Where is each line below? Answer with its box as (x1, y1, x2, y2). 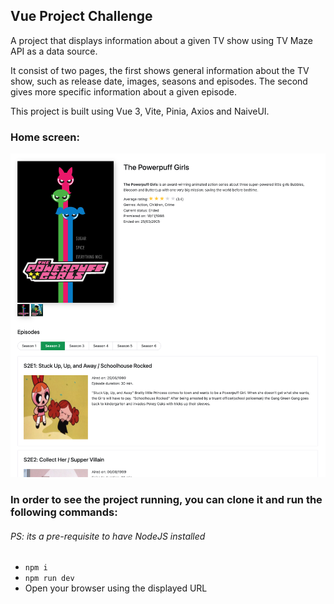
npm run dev (24, 574, 75, 584)
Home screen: (10, 130, 80, 144)
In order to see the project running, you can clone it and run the (10, 493, 323, 507)
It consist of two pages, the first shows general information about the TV (10, 64, 310, 76)
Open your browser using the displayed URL (24, 582, 208, 594)
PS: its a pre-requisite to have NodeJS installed (10, 530, 206, 542)
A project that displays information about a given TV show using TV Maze (10, 34, 313, 46)
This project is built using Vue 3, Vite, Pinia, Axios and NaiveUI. (10, 105, 270, 117)
